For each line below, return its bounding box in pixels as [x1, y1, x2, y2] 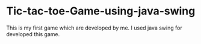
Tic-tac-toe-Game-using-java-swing [6, 4, 196, 18]
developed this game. [6, 30, 60, 37]
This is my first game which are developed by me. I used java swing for [6, 24, 182, 31]
